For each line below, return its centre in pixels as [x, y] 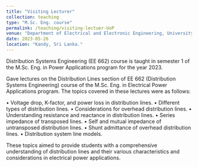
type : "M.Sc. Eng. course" [39, 22]
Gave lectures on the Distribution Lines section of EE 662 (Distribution [91, 79]
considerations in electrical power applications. [63, 158]
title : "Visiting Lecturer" [41, 11]
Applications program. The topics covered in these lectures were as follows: [98, 91]
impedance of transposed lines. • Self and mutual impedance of [84, 121]
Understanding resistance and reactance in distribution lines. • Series [91, 115]
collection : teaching [33, 17]
